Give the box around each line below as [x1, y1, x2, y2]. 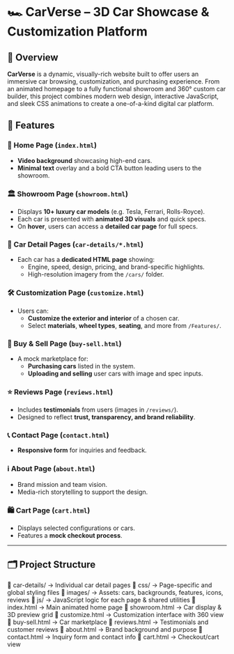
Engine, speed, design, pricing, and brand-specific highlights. [27, 263, 205, 271]
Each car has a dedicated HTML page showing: [17, 256, 155, 264]
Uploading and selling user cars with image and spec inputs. [27, 369, 203, 377]
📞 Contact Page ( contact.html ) [7, 430, 109, 440]
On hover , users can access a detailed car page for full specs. [17, 222, 198, 231]
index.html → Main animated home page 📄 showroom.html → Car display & [7, 602, 222, 612]
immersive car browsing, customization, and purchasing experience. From [7, 77, 220, 86]
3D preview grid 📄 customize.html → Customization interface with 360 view [7, 610, 224, 618]
